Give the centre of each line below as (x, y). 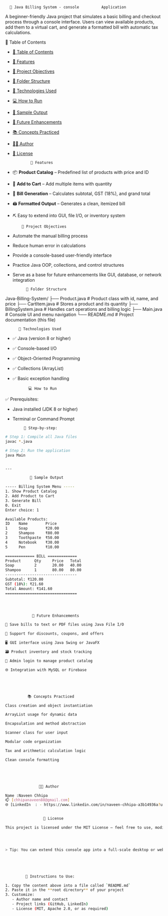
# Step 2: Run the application (38, 450)
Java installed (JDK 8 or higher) (45, 409)
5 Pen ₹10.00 (32, 547)
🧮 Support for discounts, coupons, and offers (54, 634)
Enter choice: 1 (22, 510)
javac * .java (19, 441)
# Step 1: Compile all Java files (41, 437)
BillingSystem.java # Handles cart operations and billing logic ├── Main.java (84, 309)
